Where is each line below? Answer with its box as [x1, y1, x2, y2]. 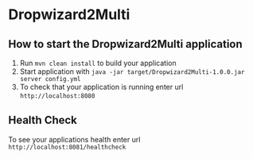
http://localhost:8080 [19, 92, 95, 100]
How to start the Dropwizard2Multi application [8, 37, 243, 51]
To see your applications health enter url [8, 134, 141, 144]
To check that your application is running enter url [19, 82, 184, 91]
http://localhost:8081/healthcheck [8, 143, 127, 151]
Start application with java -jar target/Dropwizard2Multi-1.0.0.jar [19, 67, 245, 76]
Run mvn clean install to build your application [19, 58, 177, 68]
